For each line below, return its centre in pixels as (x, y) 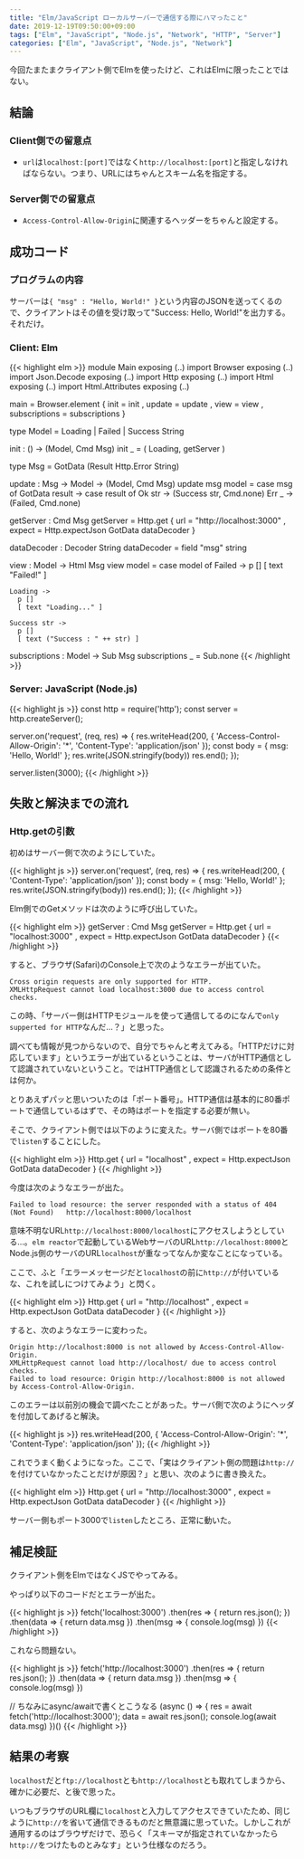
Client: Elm (34, 348)
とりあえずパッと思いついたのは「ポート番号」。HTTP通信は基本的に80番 (146, 1100)
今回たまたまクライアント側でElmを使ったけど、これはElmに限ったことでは (149, 70)
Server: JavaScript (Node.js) (74, 689)
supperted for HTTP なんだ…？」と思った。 (89, 1027)
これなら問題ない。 (45, 1650)
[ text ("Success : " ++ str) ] (79, 639)
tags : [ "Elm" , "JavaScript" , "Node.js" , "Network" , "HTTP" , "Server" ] (145, 34)
